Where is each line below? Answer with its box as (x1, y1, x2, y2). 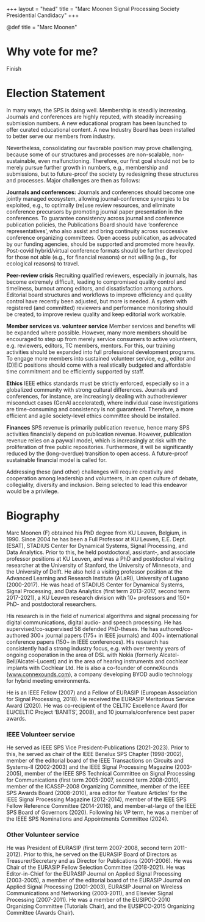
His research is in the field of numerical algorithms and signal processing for (6, 612, 198, 619)
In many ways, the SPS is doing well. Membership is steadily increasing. (6, 106, 187, 113)
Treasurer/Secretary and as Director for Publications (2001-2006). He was (6, 857, 193, 865)
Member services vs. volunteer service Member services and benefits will (6, 322, 196, 330)
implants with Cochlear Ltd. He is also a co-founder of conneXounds (6, 664, 179, 671)
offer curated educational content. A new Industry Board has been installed (6, 126, 195, 133)
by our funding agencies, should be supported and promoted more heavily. (6, 240, 195, 248)
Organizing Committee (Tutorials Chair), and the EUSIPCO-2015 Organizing (6, 902, 195, 910)
